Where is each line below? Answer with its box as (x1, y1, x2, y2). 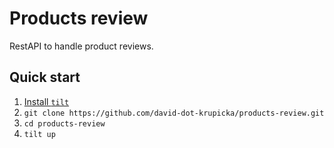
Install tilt (23, 95, 70, 107)
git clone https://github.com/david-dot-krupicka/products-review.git (23, 108, 325, 118)
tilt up (23, 129, 56, 139)
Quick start (9, 69, 81, 86)
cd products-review (23, 118, 106, 129)
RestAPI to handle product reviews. (9, 40, 154, 52)
